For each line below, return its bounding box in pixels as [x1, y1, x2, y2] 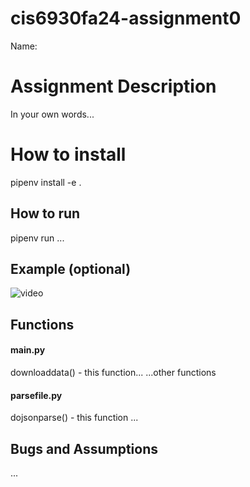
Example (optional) [10, 261, 132, 278]
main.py [10, 344, 46, 356]
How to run [10, 205, 81, 222]
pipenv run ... [10, 232, 65, 244]
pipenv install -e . [10, 176, 82, 188]
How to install [10, 143, 127, 166]
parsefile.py [10, 389, 63, 401]
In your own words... [10, 108, 95, 120]
